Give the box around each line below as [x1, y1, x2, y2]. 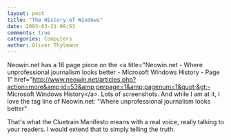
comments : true [7, 29, 51, 36]
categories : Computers [7, 36, 72, 43]
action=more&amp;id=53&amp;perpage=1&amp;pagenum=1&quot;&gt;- [7, 83, 211, 91]
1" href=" [7, 75, 33, 83]
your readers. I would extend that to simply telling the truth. [7, 125, 176, 133]
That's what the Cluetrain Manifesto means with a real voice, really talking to [7, 118, 224, 126]
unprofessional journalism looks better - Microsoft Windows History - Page [7, 68, 220, 76]
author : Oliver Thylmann [7, 42, 79, 49]
